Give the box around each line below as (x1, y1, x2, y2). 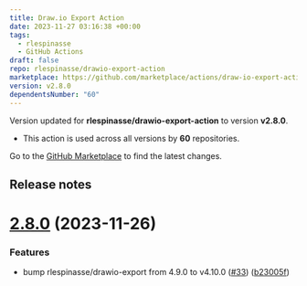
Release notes (9, 176, 92, 192)
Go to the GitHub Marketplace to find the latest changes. (9, 150, 222, 161)
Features (9, 246, 50, 259)
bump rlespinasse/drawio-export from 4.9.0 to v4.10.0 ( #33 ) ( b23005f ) (22, 267, 291, 278)
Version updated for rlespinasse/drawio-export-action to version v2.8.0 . (9, 115, 289, 126)
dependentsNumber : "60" (9, 90, 101, 99)
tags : (9, 30, 30, 39)
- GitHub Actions (17, 48, 84, 57)
